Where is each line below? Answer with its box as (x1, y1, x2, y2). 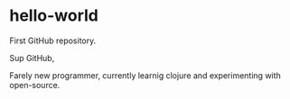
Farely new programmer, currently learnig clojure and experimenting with (9, 69, 282, 81)
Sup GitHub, (9, 52, 55, 63)
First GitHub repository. (9, 35, 97, 46)
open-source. (9, 79, 61, 90)
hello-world (9, 5, 99, 26)
